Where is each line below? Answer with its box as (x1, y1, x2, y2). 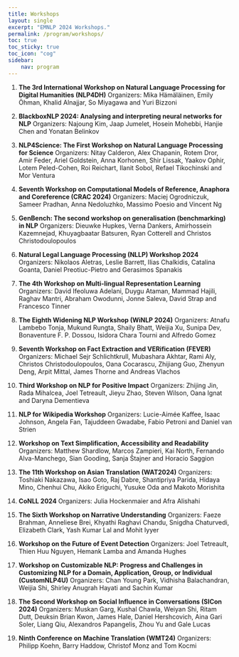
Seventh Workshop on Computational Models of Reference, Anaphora (18, 184, 230, 193)
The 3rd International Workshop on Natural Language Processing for (18, 83, 226, 91)
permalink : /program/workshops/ (8, 30, 104, 38)
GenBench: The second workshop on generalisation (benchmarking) (18, 214, 226, 222)
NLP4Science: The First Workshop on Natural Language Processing (18, 140, 223, 149)
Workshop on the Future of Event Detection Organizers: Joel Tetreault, (18, 539, 229, 548)
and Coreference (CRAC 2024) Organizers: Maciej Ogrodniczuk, (18, 192, 209, 201)
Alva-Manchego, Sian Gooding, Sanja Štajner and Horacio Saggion (18, 453, 214, 463)
